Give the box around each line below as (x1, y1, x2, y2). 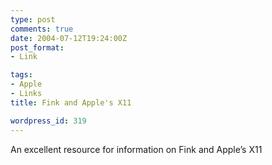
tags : (10, 70, 33, 80)
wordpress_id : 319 (10, 116, 87, 126)
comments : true (10, 24, 74, 34)
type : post (10, 14, 56, 25)
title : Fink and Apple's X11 (10, 97, 132, 108)
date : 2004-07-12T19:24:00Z (10, 33, 128, 43)
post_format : (10, 42, 65, 53)
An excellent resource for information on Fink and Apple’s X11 (10, 143, 263, 155)
